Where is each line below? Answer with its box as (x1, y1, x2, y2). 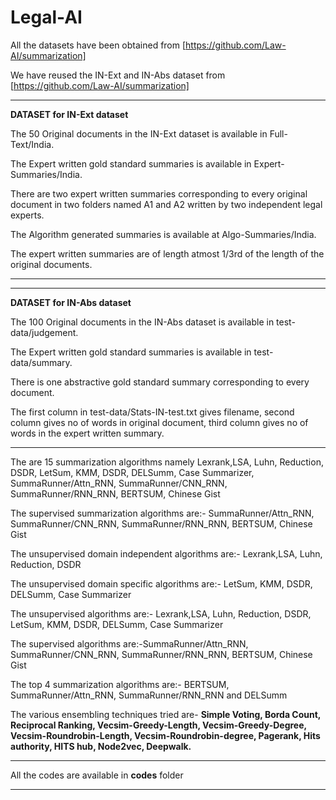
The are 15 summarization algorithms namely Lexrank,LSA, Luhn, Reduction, (10, 456, 324, 468)
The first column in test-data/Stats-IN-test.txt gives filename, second (10, 406, 295, 418)
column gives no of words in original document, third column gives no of (10, 416, 309, 428)
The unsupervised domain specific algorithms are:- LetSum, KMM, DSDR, (10, 577, 313, 590)
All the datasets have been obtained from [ (10, 39, 187, 51)
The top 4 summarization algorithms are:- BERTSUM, (10, 678, 230, 690)
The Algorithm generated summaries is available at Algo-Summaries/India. (10, 228, 317, 240)
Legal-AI (10, 6, 83, 29)
